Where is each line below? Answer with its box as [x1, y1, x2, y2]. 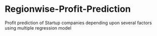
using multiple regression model [5, 25, 72, 31]
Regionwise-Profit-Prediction [5, 3, 131, 15]
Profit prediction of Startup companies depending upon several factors [5, 20, 152, 26]
